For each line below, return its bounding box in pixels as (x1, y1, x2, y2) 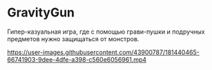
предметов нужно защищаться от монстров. (7, 34, 139, 43)
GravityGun (7, 5, 75, 21)
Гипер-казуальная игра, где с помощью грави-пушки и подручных (7, 27, 205, 36)
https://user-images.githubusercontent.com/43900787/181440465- (7, 48, 200, 56)
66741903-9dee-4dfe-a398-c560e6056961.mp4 (7, 55, 147, 63)
